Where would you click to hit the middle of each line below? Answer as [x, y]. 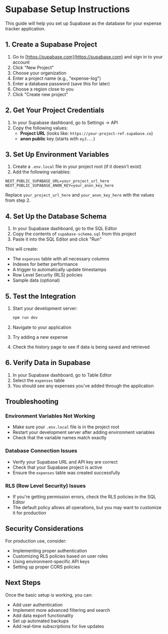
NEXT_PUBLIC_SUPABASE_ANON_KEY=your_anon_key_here [60, 186]
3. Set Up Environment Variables [57, 154]
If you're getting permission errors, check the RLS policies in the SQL [84, 496]
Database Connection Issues [41, 451]
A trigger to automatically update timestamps [60, 269]
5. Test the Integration [41, 296]
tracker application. [25, 28]
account [21, 62]
